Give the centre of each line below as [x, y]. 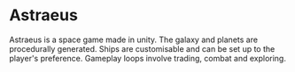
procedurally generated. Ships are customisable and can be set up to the [142, 48]
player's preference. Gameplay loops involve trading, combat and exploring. [147, 58]
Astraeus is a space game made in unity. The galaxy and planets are [134, 40]
